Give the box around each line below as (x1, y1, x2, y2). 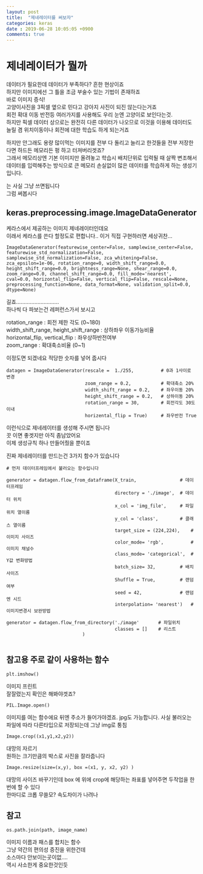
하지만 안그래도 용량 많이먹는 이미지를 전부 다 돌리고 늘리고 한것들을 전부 (6, 139, 178, 146)
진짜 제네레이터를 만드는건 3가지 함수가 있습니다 (6, 452, 120, 459)
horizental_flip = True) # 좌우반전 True (84, 412, 197, 419)
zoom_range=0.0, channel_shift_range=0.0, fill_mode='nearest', (6, 271, 172, 277)
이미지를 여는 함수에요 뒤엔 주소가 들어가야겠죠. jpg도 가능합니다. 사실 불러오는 (6, 713, 192, 721)
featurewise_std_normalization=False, (6, 249, 104, 255)
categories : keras (6, 20, 53, 26)
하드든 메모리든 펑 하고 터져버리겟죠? (17, 147, 105, 154)
